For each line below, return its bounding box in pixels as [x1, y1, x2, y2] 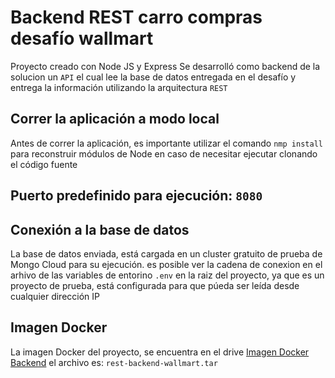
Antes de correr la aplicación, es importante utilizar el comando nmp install [10, 137, 323, 149]
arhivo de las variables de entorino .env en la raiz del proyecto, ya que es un [10, 269, 325, 281]
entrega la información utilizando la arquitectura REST [10, 81, 228, 93]
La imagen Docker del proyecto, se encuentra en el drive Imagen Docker [10, 346, 310, 358]
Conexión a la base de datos [10, 221, 190, 238]
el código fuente [10, 158, 78, 170]
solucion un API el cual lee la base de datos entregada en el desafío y [10, 71, 297, 83]
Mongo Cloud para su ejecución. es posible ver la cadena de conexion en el [10, 258, 323, 270]
